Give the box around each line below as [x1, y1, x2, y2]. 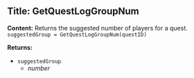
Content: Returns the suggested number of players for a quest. [7, 23, 188, 32]
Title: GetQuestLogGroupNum [7, 6, 140, 17]
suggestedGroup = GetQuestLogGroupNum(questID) [7, 31, 148, 38]
